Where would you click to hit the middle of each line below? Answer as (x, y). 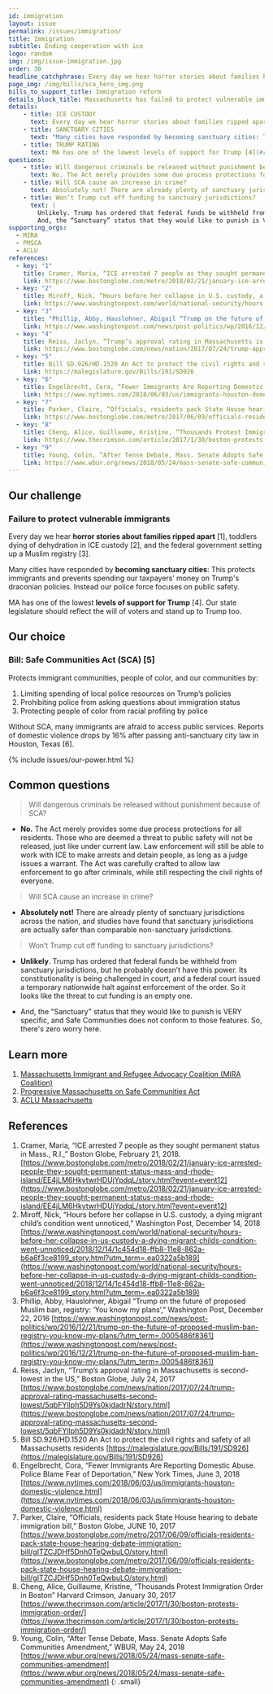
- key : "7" (34, 402)
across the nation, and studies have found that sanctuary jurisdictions (137, 921)
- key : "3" (34, 311)
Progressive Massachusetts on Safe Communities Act (110, 1092)
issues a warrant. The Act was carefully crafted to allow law (120, 864)
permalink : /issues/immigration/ (65, 31)
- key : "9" (34, 447)
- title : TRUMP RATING (61, 144)
